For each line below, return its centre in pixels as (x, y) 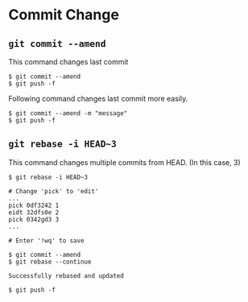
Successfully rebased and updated (66, 275)
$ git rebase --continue (50, 262)
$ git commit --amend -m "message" (68, 114)
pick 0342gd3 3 (34, 219)
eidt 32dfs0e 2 (34, 212)
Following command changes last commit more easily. (98, 99)
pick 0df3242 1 (34, 205)
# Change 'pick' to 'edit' (54, 191)
